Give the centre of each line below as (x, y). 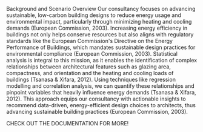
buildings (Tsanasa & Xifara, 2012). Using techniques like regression (91, 79)
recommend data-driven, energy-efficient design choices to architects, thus (101, 105)
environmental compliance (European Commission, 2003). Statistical (92, 54)
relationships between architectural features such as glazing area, (89, 67)
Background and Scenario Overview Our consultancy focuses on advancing (101, 9)
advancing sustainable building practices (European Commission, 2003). (97, 112)
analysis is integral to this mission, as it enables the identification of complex (102, 60)
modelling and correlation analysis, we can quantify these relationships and (101, 86)
